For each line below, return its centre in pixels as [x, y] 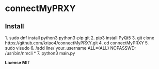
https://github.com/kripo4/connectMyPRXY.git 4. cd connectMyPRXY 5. [77, 43]
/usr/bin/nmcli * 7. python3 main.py [40, 53]
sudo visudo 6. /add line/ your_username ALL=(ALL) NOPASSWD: [71, 48]
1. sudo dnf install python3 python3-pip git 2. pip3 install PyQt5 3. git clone [80, 38]
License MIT [18, 62]
